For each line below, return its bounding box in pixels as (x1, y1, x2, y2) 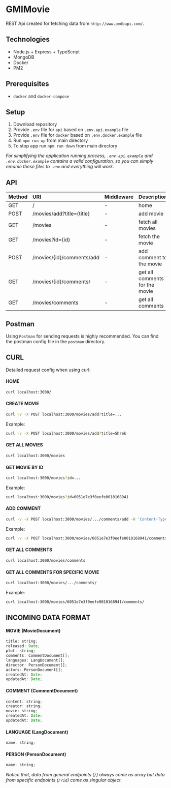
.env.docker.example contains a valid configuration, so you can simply (6, 158, 154, 164)
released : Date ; (6, 644, 40, 649)
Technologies (6, 35, 50, 44)
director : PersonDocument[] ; (6, 662, 67, 668)
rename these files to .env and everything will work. (6, 164, 115, 170)
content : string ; (6, 699, 43, 704)
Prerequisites (6, 80, 49, 88)
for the (138, 281, 154, 288)
